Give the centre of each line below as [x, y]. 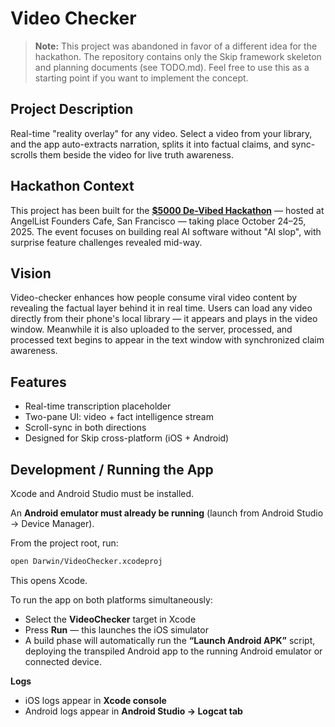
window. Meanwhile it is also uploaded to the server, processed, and [151, 329]
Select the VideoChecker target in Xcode [110, 619]
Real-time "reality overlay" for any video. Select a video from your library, [161, 133]
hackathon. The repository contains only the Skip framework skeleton [178, 56]
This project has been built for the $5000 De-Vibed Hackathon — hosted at [167, 210]
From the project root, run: [64, 543]
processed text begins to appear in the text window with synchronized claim [167, 340]
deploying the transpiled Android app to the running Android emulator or [173, 651]
